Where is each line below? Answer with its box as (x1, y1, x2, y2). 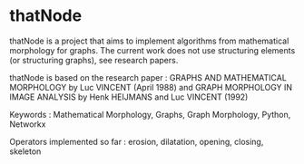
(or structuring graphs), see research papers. (9, 54, 179, 65)
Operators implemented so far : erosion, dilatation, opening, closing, (9, 136, 264, 147)
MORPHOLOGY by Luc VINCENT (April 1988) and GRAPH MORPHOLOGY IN (9, 82, 293, 92)
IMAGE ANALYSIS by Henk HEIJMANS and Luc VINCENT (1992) (9, 92, 249, 102)
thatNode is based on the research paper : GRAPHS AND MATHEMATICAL (9, 72, 288, 82)
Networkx (9, 119, 46, 130)
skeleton (9, 146, 42, 157)
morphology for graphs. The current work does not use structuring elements (9, 44, 296, 55)
